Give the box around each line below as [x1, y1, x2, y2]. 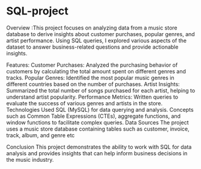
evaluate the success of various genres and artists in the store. [6, 99, 163, 106]
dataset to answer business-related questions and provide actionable [6, 43, 179, 51]
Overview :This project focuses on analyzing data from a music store [6, 24, 177, 31]
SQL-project [6, 4, 69, 18]
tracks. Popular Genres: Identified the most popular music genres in [6, 74, 175, 81]
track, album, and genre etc [6, 131, 75, 139]
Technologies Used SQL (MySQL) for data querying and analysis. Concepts [6, 106, 194, 113]
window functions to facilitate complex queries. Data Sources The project [6, 118, 189, 126]
